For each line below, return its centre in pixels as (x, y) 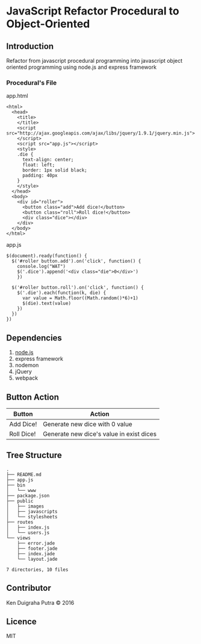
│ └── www (21, 490)
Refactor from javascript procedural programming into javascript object (94, 61)
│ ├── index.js (28, 527)
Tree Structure (34, 455)
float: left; (39, 165)
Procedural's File (32, 83)
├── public (20, 501)
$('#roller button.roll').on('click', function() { (78, 288)
